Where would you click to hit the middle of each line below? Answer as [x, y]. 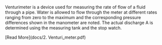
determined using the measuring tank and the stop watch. [63, 28]
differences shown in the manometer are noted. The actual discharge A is [79, 22]
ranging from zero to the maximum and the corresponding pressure [73, 17]
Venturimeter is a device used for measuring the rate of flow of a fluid [75, 7]
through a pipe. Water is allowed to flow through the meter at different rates [81, 12]
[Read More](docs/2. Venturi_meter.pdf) [46, 37]
